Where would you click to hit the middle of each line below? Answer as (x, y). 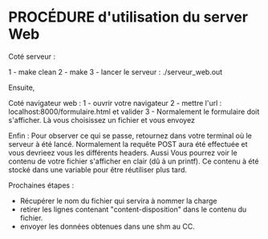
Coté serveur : (32, 56)
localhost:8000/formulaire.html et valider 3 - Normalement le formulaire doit (134, 111)
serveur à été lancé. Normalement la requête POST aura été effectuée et (128, 144)
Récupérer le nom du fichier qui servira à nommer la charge (118, 201)
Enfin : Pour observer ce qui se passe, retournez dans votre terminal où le (130, 136)
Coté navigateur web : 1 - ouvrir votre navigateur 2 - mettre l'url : (115, 103)
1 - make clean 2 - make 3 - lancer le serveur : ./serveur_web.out (116, 71)
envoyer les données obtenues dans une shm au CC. (107, 226)
